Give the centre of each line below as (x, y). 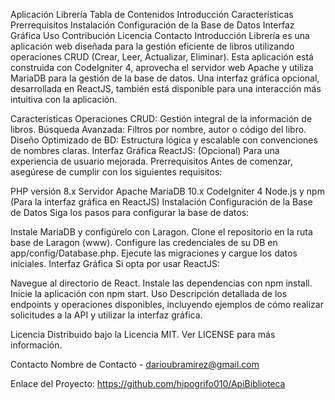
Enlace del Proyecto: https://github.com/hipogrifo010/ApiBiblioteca (148, 383)
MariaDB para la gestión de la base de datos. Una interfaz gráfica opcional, (165, 78)
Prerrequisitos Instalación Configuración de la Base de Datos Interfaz (152, 25)
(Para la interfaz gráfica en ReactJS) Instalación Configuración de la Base (161, 202)
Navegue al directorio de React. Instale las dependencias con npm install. (161, 283)
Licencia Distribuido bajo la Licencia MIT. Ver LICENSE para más (143, 334)
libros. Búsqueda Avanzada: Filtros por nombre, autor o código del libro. (158, 129)
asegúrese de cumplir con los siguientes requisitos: (116, 172)
